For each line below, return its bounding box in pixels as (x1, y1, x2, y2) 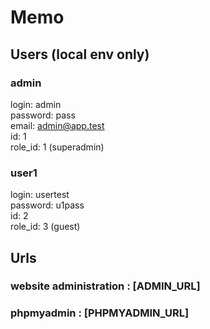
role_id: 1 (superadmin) (10, 141, 105, 153)
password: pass (10, 109, 76, 121)
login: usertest (10, 189, 70, 201)
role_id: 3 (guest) (10, 221, 81, 233)
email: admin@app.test (10, 119, 105, 131)
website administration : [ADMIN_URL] (10, 279, 201, 293)
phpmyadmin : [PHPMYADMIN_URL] (10, 306, 190, 320)
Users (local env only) (10, 46, 150, 63)
